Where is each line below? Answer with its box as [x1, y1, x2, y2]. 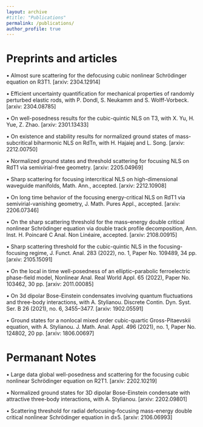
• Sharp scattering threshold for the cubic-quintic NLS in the [6, 243, 158, 250]
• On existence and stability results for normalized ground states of [6, 133, 175, 140]
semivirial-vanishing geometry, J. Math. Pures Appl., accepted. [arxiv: [6, 200, 181, 208]
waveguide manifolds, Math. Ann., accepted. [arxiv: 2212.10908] [6, 182, 167, 190]
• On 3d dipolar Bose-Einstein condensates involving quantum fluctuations [6, 292, 193, 300]
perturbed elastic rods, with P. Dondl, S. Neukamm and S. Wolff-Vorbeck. [6, 96, 189, 104]
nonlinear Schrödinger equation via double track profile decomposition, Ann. [6, 225, 198, 232]
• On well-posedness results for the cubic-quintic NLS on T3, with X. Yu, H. [6, 114, 195, 122]
